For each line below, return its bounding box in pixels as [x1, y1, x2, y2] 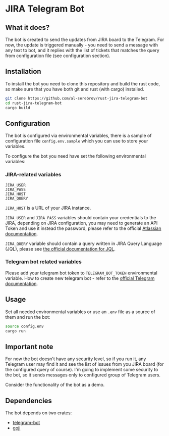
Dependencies [5, 396, 52, 405]
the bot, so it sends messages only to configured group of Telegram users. [5, 372, 160, 378]
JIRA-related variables [5, 171, 62, 178]
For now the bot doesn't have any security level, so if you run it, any [5, 356, 146, 362]
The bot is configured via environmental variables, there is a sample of [5, 132, 152, 139]
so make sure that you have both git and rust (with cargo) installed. [5, 86, 145, 92]
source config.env [5, 324, 44, 329]
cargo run [5, 328, 26, 333]
